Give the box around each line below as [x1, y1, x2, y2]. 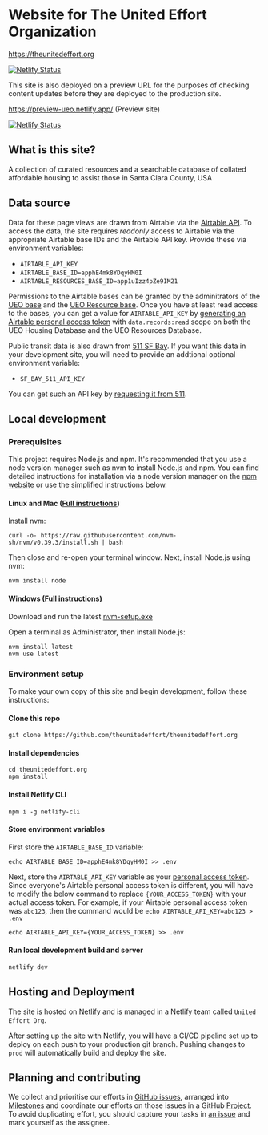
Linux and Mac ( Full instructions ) [8, 498, 120, 508]
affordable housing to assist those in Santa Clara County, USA [8, 172, 213, 182]
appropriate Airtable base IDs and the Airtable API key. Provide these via [8, 234, 246, 244]
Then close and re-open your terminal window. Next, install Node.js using [8, 553, 250, 562]
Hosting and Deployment [8, 985, 135, 999]
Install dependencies [8, 748, 80, 757]
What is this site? [8, 143, 96, 157]
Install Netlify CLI [8, 789, 66, 799]
